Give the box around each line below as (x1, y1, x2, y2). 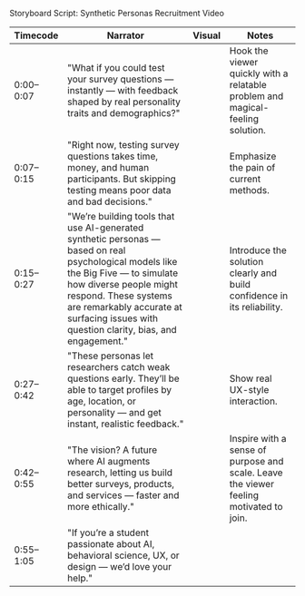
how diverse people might (67, 278, 179, 290)
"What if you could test (67, 62, 165, 73)
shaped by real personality (67, 95, 182, 108)
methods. (229, 184, 270, 196)
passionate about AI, (67, 538, 155, 550)
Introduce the (229, 244, 288, 257)
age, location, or (67, 395, 136, 407)
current (229, 172, 261, 185)
